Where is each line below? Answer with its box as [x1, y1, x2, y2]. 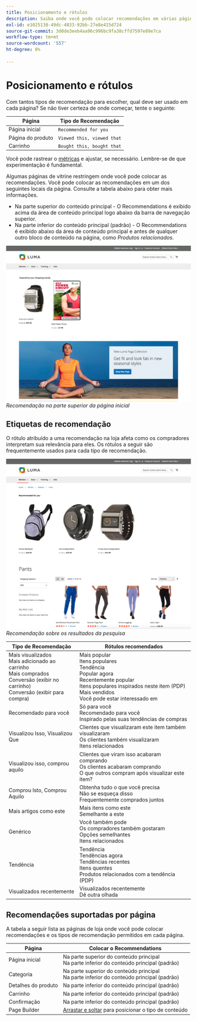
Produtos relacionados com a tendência [79, 870, 175, 877]
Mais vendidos [79, 688, 115, 695]
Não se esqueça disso [79, 790, 133, 797]
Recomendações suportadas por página [6, 910, 156, 919]
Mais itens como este [79, 804, 131, 812]
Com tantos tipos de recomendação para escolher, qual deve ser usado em [6, 98, 188, 105]
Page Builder [8, 1006, 40, 1013]
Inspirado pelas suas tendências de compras [79, 716, 188, 723]
